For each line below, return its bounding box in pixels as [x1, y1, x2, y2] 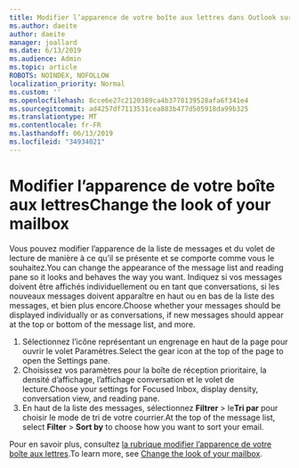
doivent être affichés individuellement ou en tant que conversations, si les [9, 281, 280, 291]
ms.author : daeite [9, 21, 77, 30]
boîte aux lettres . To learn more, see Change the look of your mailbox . [9, 447, 263, 459]
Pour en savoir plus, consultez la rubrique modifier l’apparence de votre [9, 439, 272, 449]
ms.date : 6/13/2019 [9, 46, 82, 55]
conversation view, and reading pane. [21, 393, 160, 404]
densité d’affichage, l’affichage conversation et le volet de [21, 374, 234, 384]
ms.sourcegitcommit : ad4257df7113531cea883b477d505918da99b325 [9, 104, 249, 113]
